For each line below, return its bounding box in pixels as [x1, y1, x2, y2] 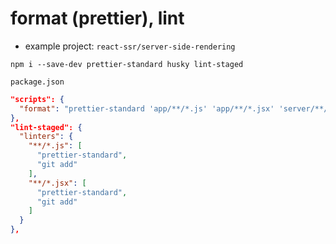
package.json [10, 77, 65, 87]
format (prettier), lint [10, 7, 185, 30]
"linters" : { [19, 132, 74, 142]
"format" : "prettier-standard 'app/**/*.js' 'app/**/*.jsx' [19, 103, 275, 114]
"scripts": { [10, 94, 65, 104]
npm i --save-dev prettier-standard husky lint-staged [10, 59, 244, 69]
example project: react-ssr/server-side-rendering [24, 40, 236, 52]
